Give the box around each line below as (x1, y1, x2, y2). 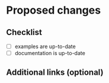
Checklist (6, 27, 43, 37)
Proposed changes (6, 4, 101, 17)
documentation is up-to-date (14, 50, 86, 57)
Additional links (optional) (6, 67, 104, 77)
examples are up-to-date (14, 43, 76, 50)
